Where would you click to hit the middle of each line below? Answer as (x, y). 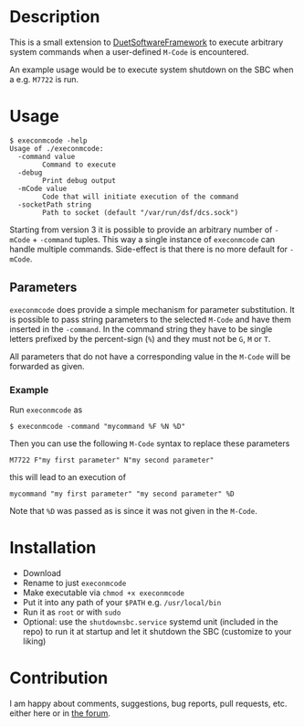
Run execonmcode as (46, 410)
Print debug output (79, 180)
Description (55, 17)
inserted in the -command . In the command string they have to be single (141, 329)
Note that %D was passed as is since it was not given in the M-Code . (133, 510)
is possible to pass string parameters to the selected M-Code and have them (151, 319)
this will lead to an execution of (68, 476)
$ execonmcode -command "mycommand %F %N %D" (97, 426)
